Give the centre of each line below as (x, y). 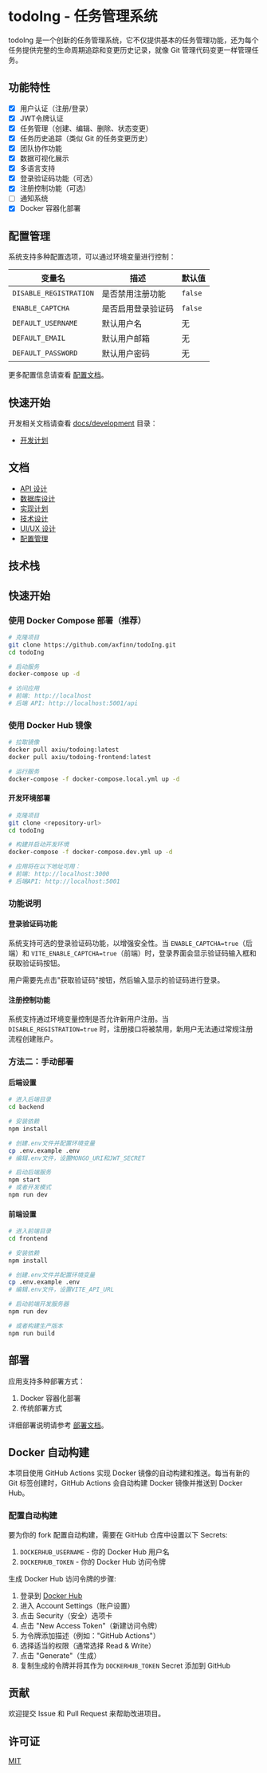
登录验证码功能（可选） (58, 178)
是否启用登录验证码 (137, 309)
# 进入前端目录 (30, 1231)
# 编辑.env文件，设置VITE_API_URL (61, 1290)
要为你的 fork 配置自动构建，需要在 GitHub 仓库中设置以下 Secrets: (118, 1534)
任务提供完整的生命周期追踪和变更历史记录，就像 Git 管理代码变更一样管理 (130, 49)
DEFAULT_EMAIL (39, 338)
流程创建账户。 (33, 1039)
